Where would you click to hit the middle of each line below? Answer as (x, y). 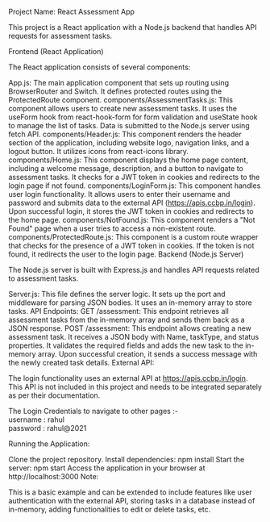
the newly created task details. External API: (81, 363)
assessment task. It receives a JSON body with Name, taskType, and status (134, 337)
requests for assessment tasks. (60, 36)
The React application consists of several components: (100, 67)
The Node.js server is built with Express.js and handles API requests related (134, 270)
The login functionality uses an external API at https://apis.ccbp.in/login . (128, 378)
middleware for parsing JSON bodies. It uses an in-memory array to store (130, 303)
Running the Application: (49, 444)
